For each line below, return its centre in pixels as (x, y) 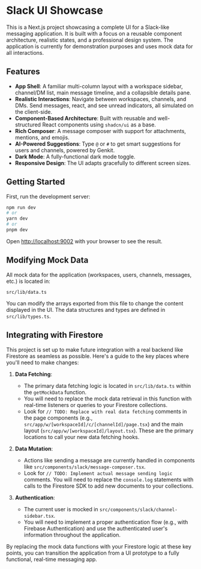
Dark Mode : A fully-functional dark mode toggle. (75, 157)
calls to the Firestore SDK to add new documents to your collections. (109, 486)
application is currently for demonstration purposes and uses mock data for (100, 46)
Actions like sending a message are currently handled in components (109, 460)
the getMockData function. (55, 392)
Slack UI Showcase (55, 11)
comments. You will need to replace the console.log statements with (109, 479)
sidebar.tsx (39, 516)
